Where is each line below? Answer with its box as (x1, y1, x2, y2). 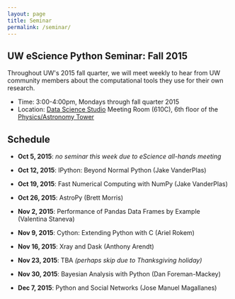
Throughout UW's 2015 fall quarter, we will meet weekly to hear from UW (7, 69, 221, 77)
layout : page (7, 10, 46, 18)
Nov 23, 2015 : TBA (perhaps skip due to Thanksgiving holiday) (17, 256, 202, 264)
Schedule (7, 133, 51, 146)
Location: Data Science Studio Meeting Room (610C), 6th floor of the (17, 105, 218, 114)
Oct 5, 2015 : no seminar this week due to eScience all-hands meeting (17, 152, 222, 161)
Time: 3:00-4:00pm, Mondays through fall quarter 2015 (17, 97, 179, 107)
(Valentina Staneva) (17, 214, 75, 223)
